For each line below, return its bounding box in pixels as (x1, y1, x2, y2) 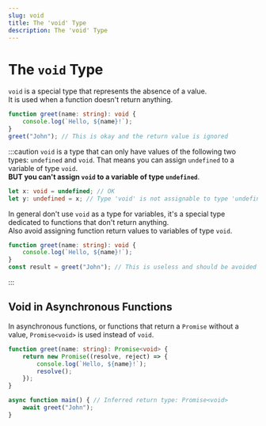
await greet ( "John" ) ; (22, 404, 93, 412)
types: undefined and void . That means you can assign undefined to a (8, 155, 235, 165)
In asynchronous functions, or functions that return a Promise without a (8, 321, 239, 331)
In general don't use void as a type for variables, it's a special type (8, 209, 226, 219)
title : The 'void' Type (8, 19, 87, 27)
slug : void (8, 11, 44, 20)
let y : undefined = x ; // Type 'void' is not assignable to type (8, 195, 228, 203)
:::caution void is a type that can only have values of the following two (8, 146, 236, 156)
